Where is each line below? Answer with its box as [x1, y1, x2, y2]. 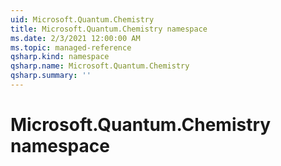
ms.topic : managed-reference [10, 42, 132, 53]
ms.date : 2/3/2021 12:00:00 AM [10, 33, 141, 43]
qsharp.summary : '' [10, 71, 92, 81]
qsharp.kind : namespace [10, 52, 110, 62]
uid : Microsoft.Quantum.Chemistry [10, 14, 155, 25]
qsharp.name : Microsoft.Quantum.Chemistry [10, 61, 190, 71]
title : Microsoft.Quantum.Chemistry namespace [10, 24, 208, 34]
